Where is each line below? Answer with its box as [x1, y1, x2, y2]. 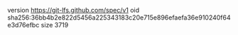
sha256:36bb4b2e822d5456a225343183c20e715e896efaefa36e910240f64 [7, 13, 231, 22]
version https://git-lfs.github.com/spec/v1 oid [7, 6, 140, 14]
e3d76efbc [7, 21, 40, 29]
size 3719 [40, 21, 69, 29]
